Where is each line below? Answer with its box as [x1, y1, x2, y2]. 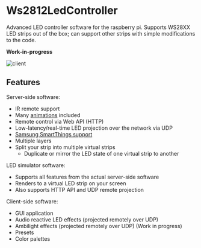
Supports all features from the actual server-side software [14, 173, 159, 180]
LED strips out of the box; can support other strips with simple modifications [6, 30, 196, 37]
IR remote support [14, 105, 60, 112]
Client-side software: [6, 197, 58, 205]
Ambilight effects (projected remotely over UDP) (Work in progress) [14, 222, 182, 229]
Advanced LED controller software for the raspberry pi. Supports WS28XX [6, 24, 191, 31]
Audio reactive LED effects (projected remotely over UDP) [14, 215, 158, 223]
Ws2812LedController [6, 4, 119, 17]
